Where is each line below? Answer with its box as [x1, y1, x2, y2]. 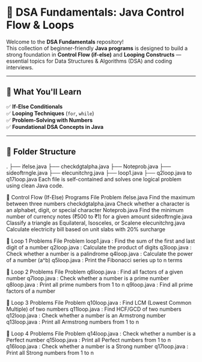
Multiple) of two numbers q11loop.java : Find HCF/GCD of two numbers [6, 305, 182, 313]
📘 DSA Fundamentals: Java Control [6, 5, 185, 19]
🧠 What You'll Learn [6, 87, 82, 97]
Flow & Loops [6, 18, 75, 32]
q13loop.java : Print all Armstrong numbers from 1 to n [6, 318, 139, 325]
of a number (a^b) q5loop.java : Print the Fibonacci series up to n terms [6, 256, 183, 264]
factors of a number [6, 287, 56, 295]
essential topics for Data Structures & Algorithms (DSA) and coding [6, 57, 173, 64]
